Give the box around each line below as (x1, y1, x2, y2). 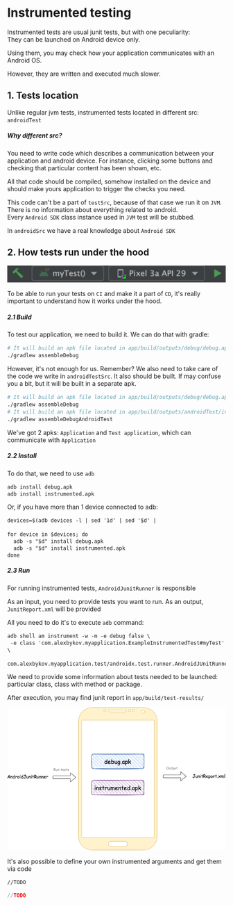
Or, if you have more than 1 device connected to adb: (7, 503, 158, 511)
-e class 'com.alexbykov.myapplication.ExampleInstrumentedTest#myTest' (10, 639, 225, 646)
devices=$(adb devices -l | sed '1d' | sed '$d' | (7, 516, 157, 524)
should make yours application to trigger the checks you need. (7, 184, 186, 193)
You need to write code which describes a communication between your (7, 149, 215, 157)
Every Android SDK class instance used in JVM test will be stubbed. (7, 213, 196, 221)
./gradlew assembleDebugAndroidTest (7, 416, 113, 423)
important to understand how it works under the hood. (7, 297, 162, 305)
